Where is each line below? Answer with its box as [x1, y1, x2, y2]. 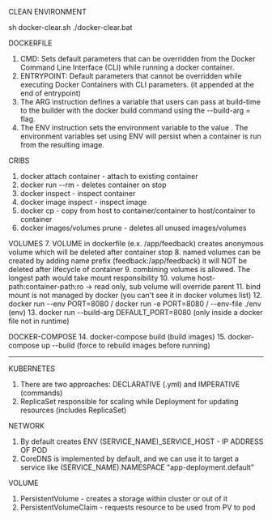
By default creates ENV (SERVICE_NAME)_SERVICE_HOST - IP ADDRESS [19, 437, 264, 446]
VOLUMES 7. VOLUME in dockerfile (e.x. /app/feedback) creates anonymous [8, 239, 264, 248]
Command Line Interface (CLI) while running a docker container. [19, 62, 235, 72]
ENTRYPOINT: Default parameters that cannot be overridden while [19, 71, 242, 80]
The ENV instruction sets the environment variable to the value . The [19, 123, 249, 132]
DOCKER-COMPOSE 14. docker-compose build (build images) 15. [8, 332, 227, 341]
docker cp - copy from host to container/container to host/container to [19, 206, 256, 215]
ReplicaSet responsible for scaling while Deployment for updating [19, 397, 239, 406]
